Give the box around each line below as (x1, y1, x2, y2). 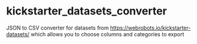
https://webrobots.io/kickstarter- (110, 24, 191, 31)
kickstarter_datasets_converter (6, 4, 167, 18)
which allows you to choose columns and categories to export (31, 30, 184, 37)
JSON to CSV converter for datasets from (6, 24, 109, 31)
